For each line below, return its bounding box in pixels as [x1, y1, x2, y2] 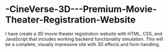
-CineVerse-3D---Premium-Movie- [5, 3, 157, 15]
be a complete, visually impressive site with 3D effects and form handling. [5, 41, 160, 47]
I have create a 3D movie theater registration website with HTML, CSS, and [5, 30, 162, 36]
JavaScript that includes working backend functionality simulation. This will [5, 36, 163, 42]
